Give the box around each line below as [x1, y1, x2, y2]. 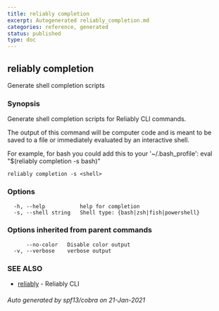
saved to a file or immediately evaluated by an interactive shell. [7, 136, 190, 144]
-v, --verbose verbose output [13, 247, 112, 254]
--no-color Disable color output [25, 241, 131, 248]
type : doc [7, 37, 37, 44]
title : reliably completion [7, 10, 90, 18]
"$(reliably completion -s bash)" [7, 157, 101, 165]
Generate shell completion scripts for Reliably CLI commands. [7, 115, 187, 123]
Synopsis [7, 99, 40, 108]
